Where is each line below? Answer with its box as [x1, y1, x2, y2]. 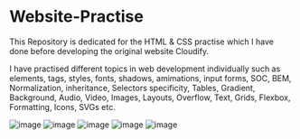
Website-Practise [9, 6, 145, 27]
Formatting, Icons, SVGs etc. [9, 101, 116, 112]
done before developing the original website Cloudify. [9, 45, 210, 56]
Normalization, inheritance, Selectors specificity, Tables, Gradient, [9, 82, 256, 93]
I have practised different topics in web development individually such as [9, 63, 281, 74]
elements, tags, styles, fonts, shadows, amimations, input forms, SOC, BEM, [9, 72, 292, 83]
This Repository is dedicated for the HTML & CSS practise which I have [9, 36, 274, 47]
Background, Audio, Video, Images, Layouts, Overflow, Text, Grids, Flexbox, [9, 92, 291, 103]
